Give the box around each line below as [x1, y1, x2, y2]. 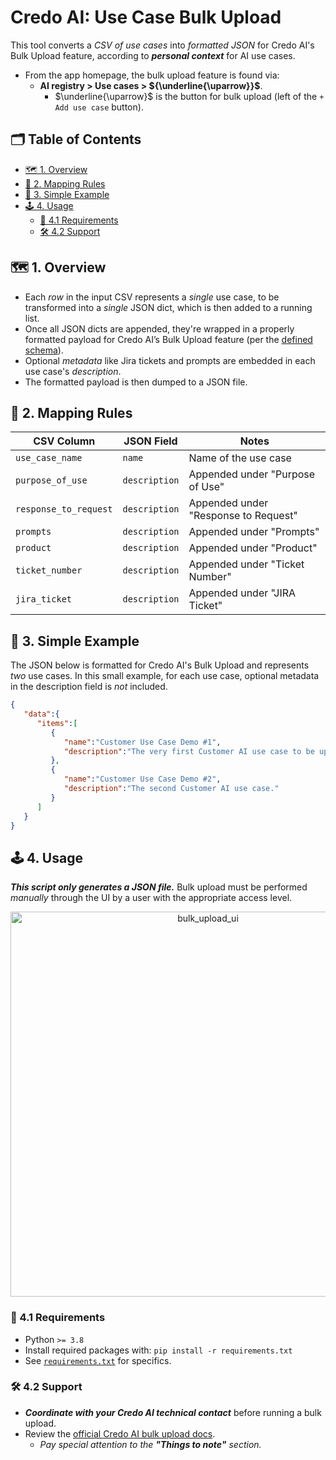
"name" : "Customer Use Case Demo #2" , [63, 774, 222, 785]
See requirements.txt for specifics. [24, 1354, 172, 1366]
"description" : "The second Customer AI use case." [63, 784, 280, 794]
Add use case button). [54, 101, 144, 113]
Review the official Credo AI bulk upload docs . [24, 1427, 216, 1440]
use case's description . [24, 365, 122, 377]
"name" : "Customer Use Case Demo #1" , [63, 737, 222, 747]
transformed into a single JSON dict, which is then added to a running [24, 301, 313, 313]
